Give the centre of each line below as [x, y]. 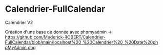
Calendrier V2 [19, 22]
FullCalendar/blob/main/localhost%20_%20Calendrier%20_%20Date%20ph [81, 42]
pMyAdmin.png [20, 47]
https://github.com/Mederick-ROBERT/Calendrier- [55, 37]
